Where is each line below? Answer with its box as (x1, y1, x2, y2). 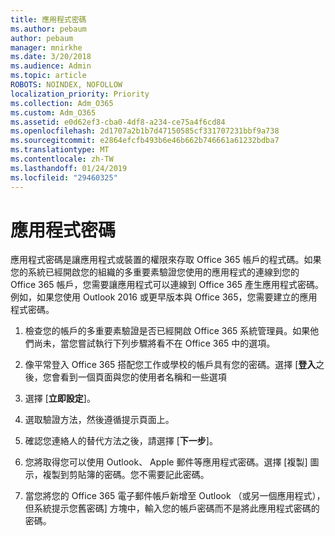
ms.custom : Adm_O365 (10, 107, 97, 118)
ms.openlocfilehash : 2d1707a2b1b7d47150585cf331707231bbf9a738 (10, 126, 280, 136)
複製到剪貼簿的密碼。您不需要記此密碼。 (42, 469, 210, 481)
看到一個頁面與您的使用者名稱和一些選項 (59, 371, 227, 383)
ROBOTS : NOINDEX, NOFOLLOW (10, 80, 123, 90)
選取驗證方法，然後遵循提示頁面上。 (24, 414, 175, 426)
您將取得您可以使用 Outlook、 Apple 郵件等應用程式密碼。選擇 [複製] (24, 456, 308, 468)
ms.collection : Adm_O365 (10, 98, 114, 108)
